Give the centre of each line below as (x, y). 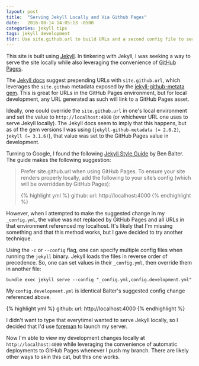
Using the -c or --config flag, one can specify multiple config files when (94, 250)
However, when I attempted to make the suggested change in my (86, 213)
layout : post (22, 12)
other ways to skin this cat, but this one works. (63, 357)
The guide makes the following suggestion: (59, 160)
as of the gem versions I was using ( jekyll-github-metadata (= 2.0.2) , (93, 129)
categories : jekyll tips (37, 28)
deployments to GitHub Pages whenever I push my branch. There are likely (97, 350)
